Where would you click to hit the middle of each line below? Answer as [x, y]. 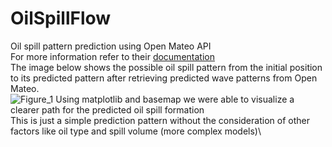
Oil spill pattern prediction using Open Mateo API [111, 46]
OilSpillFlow [61, 18]
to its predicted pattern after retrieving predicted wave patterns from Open [164, 78]
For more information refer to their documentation [112, 56]
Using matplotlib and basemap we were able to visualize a [175, 99]
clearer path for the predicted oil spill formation [107, 109]
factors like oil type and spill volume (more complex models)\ [136, 131]
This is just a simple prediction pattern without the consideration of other [160, 120]
